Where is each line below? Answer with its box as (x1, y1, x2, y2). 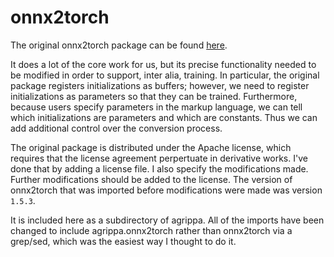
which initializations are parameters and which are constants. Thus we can (10, 111, 318, 123)
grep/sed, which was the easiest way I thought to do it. (10, 235, 237, 247)
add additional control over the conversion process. (10, 122, 223, 134)
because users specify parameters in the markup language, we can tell (10, 101, 303, 113)
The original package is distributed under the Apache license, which (10, 141, 292, 153)
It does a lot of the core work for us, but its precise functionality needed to (10, 58, 317, 70)
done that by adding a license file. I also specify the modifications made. (10, 162, 309, 175)
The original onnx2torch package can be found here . (10, 39, 228, 51)
